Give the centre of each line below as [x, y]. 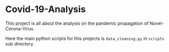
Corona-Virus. [20, 28]
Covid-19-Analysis [46, 9]
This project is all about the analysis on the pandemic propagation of [77, 23]
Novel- [157, 23]
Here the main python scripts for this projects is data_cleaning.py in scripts [85, 38]
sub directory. [20, 43]
